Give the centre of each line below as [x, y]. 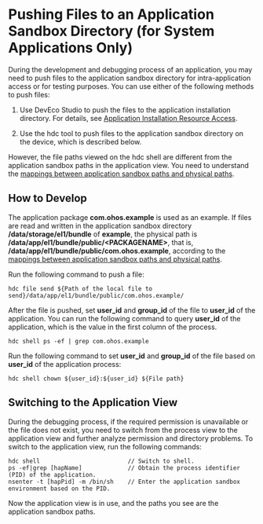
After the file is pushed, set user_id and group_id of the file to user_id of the [132, 310]
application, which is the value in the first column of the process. [113, 327]
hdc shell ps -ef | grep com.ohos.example [79, 341]
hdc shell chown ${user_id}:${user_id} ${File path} [96, 379]
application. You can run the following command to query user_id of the [124, 318]
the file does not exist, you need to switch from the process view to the [123, 430]
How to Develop [48, 198]
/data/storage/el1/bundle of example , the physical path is [103, 234]
